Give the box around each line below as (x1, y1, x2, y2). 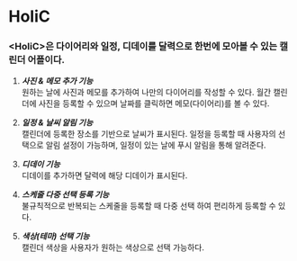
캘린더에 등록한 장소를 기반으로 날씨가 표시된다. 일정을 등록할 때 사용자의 (21, 129, 276, 139)
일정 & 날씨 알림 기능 (21, 117, 94, 128)
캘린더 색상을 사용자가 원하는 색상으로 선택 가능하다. (21, 242, 204, 253)
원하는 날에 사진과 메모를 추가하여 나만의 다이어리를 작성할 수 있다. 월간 (21, 87, 272, 98)
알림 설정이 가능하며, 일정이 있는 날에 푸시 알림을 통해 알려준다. (45, 139, 266, 150)
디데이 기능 (21, 159, 60, 170)
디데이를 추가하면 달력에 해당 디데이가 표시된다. (21, 170, 188, 181)
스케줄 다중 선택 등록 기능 (21, 189, 110, 200)
